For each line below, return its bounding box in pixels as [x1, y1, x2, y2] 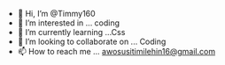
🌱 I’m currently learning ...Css [17, 27, 126, 37]
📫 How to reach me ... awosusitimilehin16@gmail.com [17, 47, 215, 56]
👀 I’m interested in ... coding [17, 18, 120, 28]
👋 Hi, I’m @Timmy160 [17, 9, 96, 18]
